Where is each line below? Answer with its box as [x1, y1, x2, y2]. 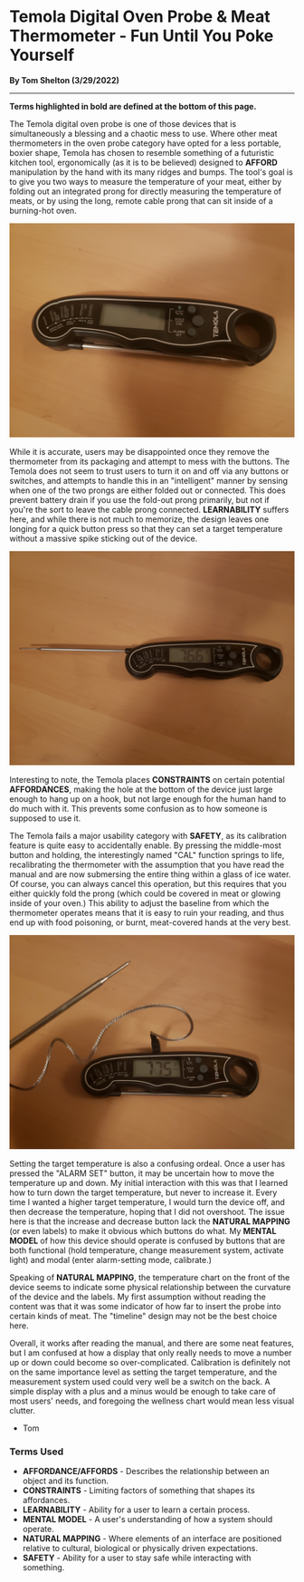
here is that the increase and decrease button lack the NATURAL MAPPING [9, 1216, 291, 1227]
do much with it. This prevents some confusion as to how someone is [9, 803, 268, 814]
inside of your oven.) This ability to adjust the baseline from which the [9, 897, 270, 908]
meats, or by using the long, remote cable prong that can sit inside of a [9, 195, 273, 206]
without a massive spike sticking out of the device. [9, 533, 198, 544]
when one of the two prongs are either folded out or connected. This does [9, 485, 287, 496]
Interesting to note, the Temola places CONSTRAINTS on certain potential [9, 774, 285, 785]
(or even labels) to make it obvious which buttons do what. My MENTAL [9, 1225, 277, 1236]
